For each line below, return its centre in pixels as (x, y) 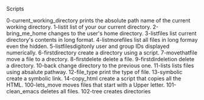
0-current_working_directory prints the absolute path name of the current (98, 20)
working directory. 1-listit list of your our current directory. (79, 27)
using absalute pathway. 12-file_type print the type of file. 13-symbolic (94, 72)
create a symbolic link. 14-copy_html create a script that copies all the (94, 78)
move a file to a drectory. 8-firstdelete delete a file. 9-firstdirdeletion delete (100, 59)
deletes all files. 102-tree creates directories (96, 91)
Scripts (15, 9)
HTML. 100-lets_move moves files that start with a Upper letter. (86, 85)
